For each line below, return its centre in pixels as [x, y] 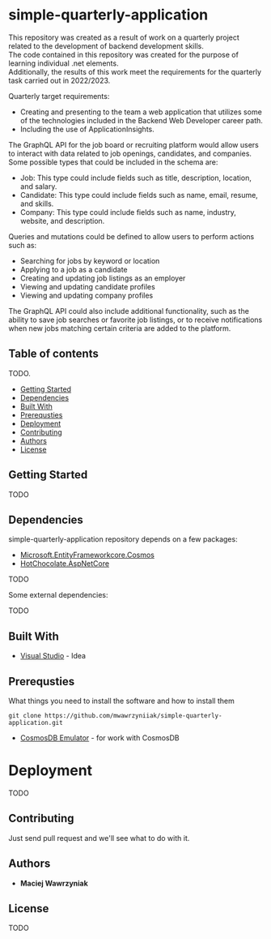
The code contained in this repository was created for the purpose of [123, 54]
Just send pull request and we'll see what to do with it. [99, 838]
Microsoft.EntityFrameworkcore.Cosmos [87, 555]
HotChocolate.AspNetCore [65, 564]
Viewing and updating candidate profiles [87, 286]
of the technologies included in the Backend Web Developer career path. [141, 120]
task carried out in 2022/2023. [59, 80]
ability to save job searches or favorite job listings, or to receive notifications [135, 319]
